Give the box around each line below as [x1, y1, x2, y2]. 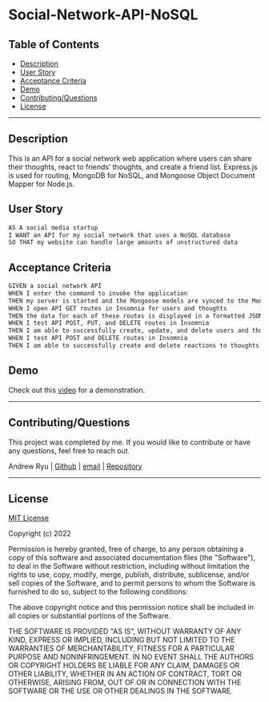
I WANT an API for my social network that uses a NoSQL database [8, 231, 231, 239]
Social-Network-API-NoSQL [8, 6, 199, 24]
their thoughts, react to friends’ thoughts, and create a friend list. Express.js [8, 162, 258, 172]
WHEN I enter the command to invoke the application [8, 289, 188, 298]
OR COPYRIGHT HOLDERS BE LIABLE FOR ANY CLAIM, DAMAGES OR [8, 660, 240, 671]
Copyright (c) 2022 [8, 529, 72, 538]
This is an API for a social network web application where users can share [8, 153, 252, 163]
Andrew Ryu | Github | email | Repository [8, 461, 143, 471]
